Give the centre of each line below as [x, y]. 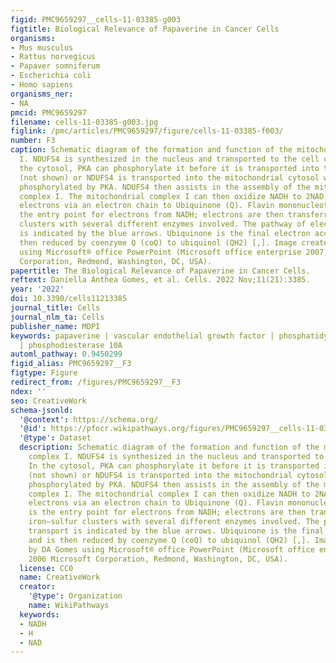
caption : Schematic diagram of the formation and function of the [151, 150]
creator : [37, 587]
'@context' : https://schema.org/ [89, 419]
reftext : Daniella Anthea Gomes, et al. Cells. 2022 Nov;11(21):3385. [160, 280]
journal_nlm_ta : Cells [57, 317]
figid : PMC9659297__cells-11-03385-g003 [96, 19]
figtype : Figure [44, 373]
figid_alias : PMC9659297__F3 [71, 364]
